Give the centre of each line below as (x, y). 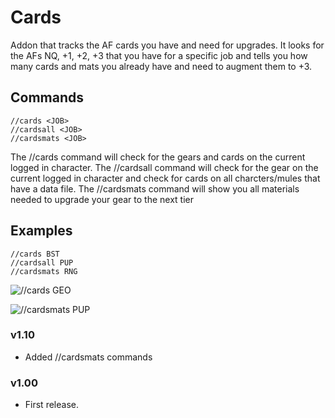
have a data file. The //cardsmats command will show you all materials (155, 188)
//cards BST (35, 254)
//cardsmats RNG (44, 271)
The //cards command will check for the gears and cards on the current (158, 157)
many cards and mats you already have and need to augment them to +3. (161, 66)
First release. (51, 405)
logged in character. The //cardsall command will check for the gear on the (164, 167)
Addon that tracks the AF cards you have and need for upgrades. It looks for (167, 45)
